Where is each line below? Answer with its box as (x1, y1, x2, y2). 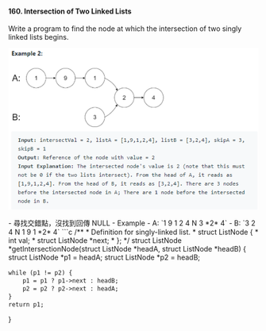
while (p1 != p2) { (8, 268, 73, 277)
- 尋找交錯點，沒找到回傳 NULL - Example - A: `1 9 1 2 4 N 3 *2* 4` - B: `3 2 (8, 218, 256, 228)
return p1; (8, 300, 44, 309)
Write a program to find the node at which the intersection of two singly (8, 24, 242, 33)
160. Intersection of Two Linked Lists (8, 6, 133, 16)
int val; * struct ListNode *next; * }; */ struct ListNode (8, 235, 183, 245)
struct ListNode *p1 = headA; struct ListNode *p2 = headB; (8, 252, 201, 262)
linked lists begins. (8, 33, 69, 42)
